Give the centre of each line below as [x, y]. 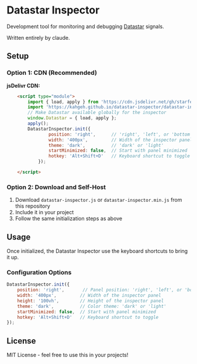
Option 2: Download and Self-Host [56, 187]
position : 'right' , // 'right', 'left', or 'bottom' [120, 134]
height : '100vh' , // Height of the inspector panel [91, 301]
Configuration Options [39, 272]
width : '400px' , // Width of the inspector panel [89, 296]
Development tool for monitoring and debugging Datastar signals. [85, 26]
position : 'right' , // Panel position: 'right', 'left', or [100, 290]
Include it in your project [44, 212]
